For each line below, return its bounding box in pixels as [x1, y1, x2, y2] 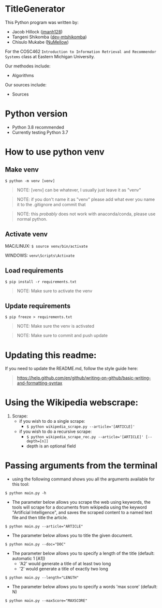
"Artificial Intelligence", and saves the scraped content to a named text [12, 510, 152, 515]
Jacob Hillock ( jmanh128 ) [12, 29, 63, 34]
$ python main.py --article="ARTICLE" [5, 524, 83, 529]
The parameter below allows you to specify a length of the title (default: [12, 550, 155, 556]
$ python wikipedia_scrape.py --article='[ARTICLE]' [26, 424, 135, 430]
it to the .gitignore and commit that [16, 201, 86, 207]
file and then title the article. [12, 515, 68, 521]
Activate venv [5, 230, 48, 239]
